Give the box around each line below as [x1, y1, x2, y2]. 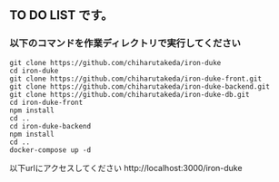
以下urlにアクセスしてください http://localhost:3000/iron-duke [9, 162, 243, 173]
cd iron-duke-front [9, 98, 84, 107]
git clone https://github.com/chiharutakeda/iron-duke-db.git [9, 90, 250, 99]
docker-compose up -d [9, 145, 92, 155]
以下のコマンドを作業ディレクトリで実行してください [9, 37, 241, 50]
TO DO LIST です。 [9, 7, 114, 24]
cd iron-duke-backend [9, 121, 92, 130]
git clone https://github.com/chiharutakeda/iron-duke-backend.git [9, 81, 271, 91]
